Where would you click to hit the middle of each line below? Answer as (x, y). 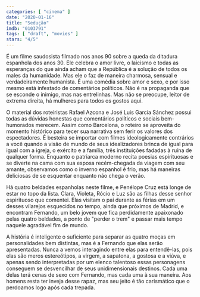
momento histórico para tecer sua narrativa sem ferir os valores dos (90, 131)
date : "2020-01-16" (30, 17)
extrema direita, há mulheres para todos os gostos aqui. (74, 101)
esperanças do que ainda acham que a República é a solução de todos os (97, 69)
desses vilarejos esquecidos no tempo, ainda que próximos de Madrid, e (95, 206)
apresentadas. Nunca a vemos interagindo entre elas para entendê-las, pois (99, 249)
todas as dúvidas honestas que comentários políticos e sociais (83, 119)
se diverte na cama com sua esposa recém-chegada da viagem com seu (96, 163)
